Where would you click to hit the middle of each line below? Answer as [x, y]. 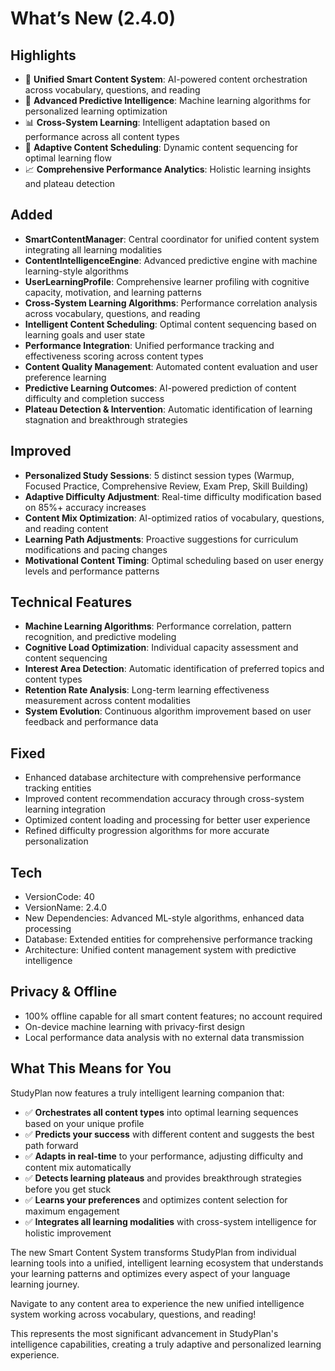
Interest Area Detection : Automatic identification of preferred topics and [174, 669]
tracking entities [58, 788]
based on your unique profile [84, 1123]
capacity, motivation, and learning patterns [113, 292]
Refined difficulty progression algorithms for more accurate [147, 831]
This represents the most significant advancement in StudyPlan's [144, 1333]
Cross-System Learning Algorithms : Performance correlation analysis [171, 303]
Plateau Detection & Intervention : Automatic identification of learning [168, 409]
